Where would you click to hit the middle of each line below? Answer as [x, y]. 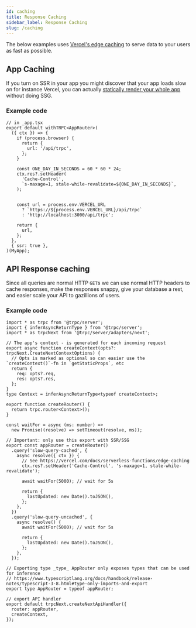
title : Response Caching [36, 17]
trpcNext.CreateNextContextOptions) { [53, 354]
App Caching [30, 69]
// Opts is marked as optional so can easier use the [78, 358]
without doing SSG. [29, 96]
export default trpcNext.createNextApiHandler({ [66, 604]
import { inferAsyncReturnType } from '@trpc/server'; [74, 328]
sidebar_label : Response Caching [47, 22]
